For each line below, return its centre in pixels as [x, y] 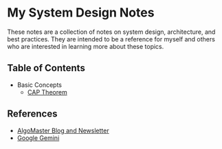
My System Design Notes [81, 13]
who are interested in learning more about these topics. [86, 46]
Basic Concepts [39, 85]
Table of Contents [46, 68]
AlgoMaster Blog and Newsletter [63, 130]
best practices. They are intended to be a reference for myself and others [111, 39]
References [32, 114]
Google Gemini [38, 138]
